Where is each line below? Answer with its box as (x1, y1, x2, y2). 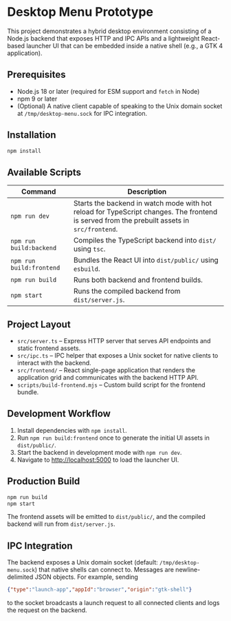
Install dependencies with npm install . (16, 426, 127, 434)
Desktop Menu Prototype (7, 4, 153, 20)
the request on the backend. (7, 606, 87, 614)
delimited (7, 573, 34, 581)
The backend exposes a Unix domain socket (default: (7, 558, 158, 567)
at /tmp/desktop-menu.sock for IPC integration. (16, 109, 148, 117)
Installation (7, 129, 56, 141)
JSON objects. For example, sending (34, 573, 139, 581)
